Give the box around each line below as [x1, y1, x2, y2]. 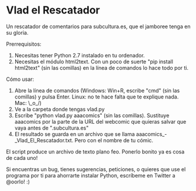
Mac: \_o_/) [14, 99, 42, 106]
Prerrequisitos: [6, 40, 42, 47]
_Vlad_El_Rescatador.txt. [14, 137, 74, 144]
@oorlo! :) [6, 178, 30, 185]
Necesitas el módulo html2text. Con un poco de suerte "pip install [14, 58, 174, 65]
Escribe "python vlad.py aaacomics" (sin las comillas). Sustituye [14, 112, 170, 119]
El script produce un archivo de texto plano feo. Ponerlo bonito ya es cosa [6, 148, 185, 155]
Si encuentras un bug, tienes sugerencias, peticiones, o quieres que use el [6, 165, 186, 173]
